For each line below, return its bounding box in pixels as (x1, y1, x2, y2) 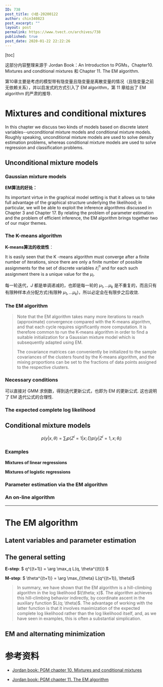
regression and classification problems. (5, 144, 84, 151)
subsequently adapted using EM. (16, 339, 83, 345)
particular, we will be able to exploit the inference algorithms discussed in (5, 205, 152, 211)
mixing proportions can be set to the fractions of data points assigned (16, 359, 157, 365)
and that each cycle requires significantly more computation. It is (16, 324, 147, 330)
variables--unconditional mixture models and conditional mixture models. (5, 129, 152, 135)
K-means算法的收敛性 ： (5, 244, 54, 250)
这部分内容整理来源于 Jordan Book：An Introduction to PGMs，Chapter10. (5, 62, 154, 68)
